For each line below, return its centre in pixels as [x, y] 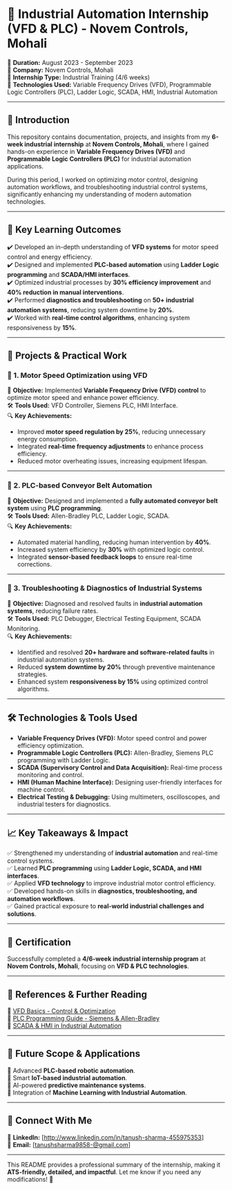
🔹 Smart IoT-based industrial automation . [67, 1077]
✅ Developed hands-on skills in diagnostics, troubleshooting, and [102, 891]
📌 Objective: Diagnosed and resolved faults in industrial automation [105, 603]
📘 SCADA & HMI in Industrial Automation [65, 1026]
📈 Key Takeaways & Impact [68, 833]
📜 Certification [39, 942]
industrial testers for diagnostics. [64, 804]
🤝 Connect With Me [50, 1121]
